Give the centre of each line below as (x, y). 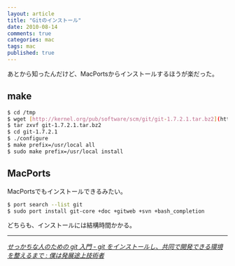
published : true (31, 53)
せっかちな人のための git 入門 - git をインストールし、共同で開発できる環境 (115, 247)
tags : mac (22, 46)
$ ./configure (28, 139)
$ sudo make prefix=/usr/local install (65, 152)
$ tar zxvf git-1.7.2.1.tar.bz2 (54, 126)
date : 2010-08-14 (33, 27)
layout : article (31, 14)
